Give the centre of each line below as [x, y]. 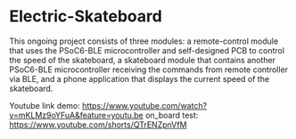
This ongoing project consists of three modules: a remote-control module [144, 41]
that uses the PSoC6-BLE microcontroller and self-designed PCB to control [147, 50]
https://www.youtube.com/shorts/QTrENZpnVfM [98, 124]
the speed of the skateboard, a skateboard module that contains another [143, 60]
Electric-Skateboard [86, 16]
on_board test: [172, 115]
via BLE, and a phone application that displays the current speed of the [140, 78]
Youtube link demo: [45, 105]
